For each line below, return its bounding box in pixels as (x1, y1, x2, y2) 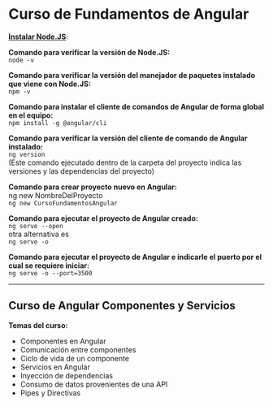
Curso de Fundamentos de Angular (8, 5, 249, 24)
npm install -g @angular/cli (8, 119, 107, 127)
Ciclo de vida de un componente (19, 353, 130, 363)
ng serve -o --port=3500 (8, 269, 93, 277)
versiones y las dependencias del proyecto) (8, 166, 155, 175)
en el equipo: (8, 110, 54, 120)
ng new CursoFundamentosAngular (8, 199, 118, 207)
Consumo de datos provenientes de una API (19, 379, 168, 389)
